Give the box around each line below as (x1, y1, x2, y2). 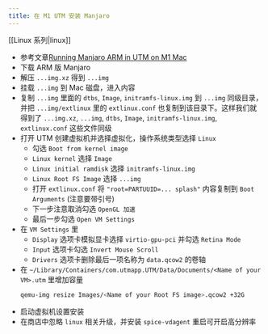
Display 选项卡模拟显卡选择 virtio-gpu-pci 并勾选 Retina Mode (31, 234, 241, 243)
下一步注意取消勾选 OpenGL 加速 (31, 204, 136, 214)
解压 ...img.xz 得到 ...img (19, 72, 109, 82)
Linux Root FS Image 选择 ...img (31, 173, 141, 183)
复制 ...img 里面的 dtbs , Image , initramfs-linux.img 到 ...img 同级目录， (19, 92, 263, 102)
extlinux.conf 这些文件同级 (19, 123, 112, 133)
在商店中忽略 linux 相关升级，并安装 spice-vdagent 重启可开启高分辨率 (19, 316, 257, 326)
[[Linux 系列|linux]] (8, 35, 71, 44)
